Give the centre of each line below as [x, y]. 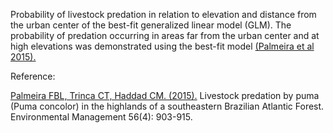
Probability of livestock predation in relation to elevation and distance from [163, 14]
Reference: [33, 76]
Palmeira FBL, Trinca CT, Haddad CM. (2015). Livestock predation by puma [165, 95]
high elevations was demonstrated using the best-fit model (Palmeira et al [162, 46]
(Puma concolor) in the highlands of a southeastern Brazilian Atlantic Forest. [167, 106]
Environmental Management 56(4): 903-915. [101, 117]
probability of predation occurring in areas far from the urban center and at [165, 35]
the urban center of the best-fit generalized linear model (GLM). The [151, 25]
